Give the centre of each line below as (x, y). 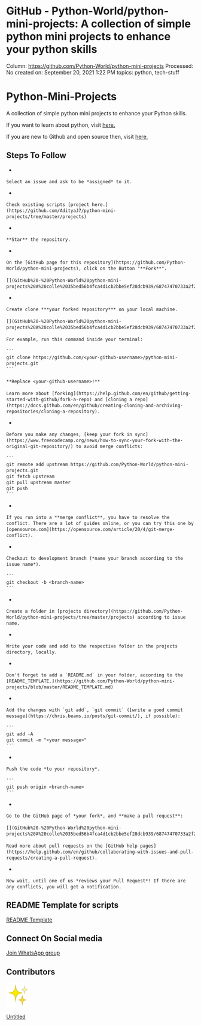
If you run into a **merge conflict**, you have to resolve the (88, 517)
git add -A (20, 734)
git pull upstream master (38, 482)
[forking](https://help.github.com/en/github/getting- (121, 393)
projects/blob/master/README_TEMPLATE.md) (60, 687)
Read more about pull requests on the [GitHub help (72, 846)
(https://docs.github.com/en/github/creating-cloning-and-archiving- (95, 405)
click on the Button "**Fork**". (125, 269)
